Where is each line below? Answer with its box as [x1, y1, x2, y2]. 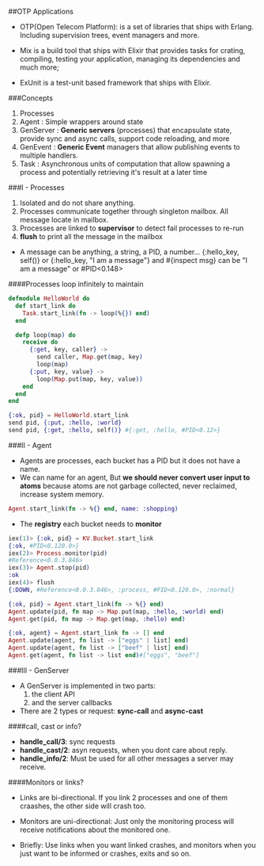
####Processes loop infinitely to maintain [8, 279, 144, 288]
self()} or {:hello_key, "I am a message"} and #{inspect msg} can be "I [19, 256, 247, 264]
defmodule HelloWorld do [8, 294, 90, 302]
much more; [19, 63, 59, 72]
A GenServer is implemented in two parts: [19, 681, 157, 690]
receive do [22, 338, 58, 347]
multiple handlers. [19, 150, 79, 160]
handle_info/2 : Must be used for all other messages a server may [19, 754, 234, 763]
